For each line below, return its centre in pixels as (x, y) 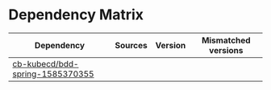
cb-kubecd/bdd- (46, 63)
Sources (131, 45)
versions (226, 50)
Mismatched (226, 40)
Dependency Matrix (76, 15)
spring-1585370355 (53, 74)
